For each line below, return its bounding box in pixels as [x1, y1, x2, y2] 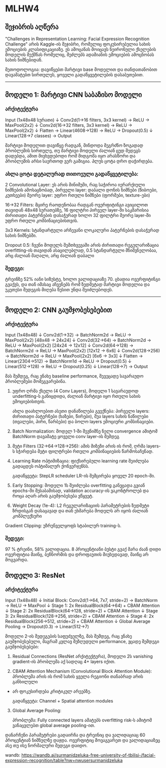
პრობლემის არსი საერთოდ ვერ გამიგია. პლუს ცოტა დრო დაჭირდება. [5, 158, 154, 164]
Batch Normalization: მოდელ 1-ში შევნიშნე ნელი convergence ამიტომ [12, 428, 158, 434]
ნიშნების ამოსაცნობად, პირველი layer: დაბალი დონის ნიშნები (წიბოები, [5, 187, 158, 193]
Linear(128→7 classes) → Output [5, 132, 72, 139]
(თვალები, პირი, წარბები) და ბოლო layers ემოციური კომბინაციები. [12, 418, 155, 424]
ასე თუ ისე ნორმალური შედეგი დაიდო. [5, 742, 88, 748]
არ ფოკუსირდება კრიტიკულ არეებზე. [12, 688, 91, 694]
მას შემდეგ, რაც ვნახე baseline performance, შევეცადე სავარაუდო [5, 373, 144, 379]
